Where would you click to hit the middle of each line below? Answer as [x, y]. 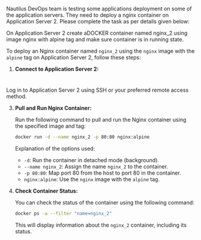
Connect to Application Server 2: [57, 69]
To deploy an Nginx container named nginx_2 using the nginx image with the [100, 51]
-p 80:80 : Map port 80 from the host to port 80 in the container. [102, 173]
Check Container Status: [46, 191]
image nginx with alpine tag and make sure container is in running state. [95, 39]
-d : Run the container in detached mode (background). [91, 160]
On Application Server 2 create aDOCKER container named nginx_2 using [97, 33]
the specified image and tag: [50, 126]
